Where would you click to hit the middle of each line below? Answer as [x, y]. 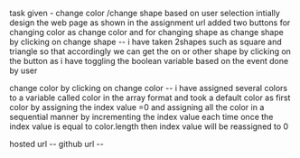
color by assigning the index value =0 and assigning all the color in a [137, 107]
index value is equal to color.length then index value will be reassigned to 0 [149, 126]
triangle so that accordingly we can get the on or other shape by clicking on [150, 51]
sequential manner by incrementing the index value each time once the [141, 117]
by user [23, 70]
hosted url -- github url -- [56, 144]
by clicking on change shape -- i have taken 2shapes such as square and [145, 42]
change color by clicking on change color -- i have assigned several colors [148, 88]
